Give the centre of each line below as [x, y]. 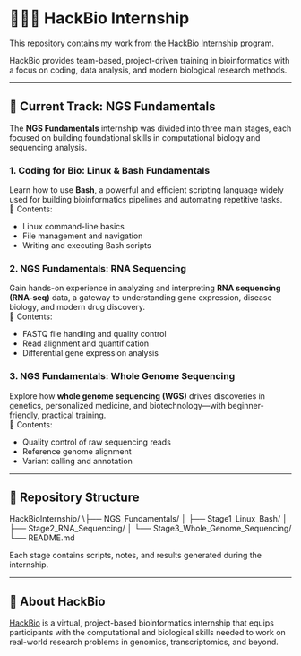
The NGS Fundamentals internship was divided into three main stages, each [150, 128]
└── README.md [42, 538]
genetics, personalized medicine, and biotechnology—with [118, 405]
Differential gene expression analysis [90, 353]
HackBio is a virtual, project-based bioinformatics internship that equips [142, 623]
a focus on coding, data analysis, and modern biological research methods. [148, 70]
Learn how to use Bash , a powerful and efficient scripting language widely [146, 190]
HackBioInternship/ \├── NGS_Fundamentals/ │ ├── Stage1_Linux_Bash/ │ [149, 519]
